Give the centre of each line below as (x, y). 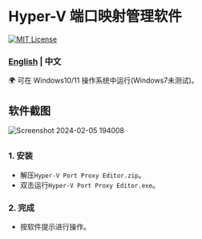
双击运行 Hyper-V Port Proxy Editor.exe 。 (90, 184)
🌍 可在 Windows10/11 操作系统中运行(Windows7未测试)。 (103, 80)
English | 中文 (35, 61)
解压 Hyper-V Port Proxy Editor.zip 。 (83, 175)
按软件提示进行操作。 (55, 227)
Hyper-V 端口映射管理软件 (95, 16)
